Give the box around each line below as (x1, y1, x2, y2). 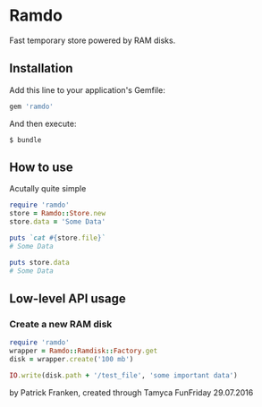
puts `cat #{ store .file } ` (9, 233, 106, 242)
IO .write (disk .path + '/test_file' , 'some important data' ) (9, 370, 239, 380)
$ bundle (9, 135, 42, 144)
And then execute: (9, 118, 77, 129)
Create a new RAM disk (9, 318, 113, 330)
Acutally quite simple (9, 183, 87, 194)
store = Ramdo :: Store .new (9, 209, 106, 218)
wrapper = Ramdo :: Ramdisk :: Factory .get (9, 346, 158, 356)
